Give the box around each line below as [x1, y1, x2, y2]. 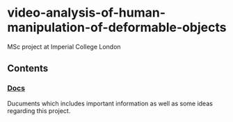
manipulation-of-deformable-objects [7, 19, 227, 35]
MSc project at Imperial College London [7, 42, 121, 51]
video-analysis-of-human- [7, 5, 166, 21]
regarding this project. [7, 106, 71, 115]
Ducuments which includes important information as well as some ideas [7, 99, 214, 107]
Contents [7, 62, 49, 74]
